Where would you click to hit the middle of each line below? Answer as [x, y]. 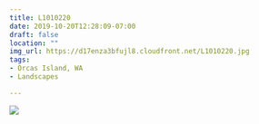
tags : [20, 60]
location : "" [34, 43]
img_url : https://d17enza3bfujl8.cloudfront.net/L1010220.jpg [129, 52]
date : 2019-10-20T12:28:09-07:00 [73, 26]
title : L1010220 [40, 18]
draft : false [34, 34]
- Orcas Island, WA [46, 69]
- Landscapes [34, 77]
